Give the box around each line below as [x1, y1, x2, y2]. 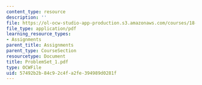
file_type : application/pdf [6, 25, 77, 32]
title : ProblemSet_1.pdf [6, 59, 69, 65]
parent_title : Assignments [6, 42, 74, 48]
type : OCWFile [6, 64, 42, 71]
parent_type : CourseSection [6, 48, 77, 54]
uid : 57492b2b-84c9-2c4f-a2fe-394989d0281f [6, 70, 117, 76]
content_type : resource [6, 8, 66, 15]
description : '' [6, 14, 47, 20]
